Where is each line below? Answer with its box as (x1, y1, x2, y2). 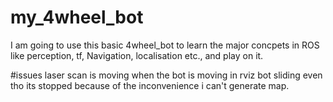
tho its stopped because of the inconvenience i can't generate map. (10, 79, 290, 91)
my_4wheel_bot (10, 6, 144, 29)
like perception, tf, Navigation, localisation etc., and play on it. (10, 49, 264, 61)
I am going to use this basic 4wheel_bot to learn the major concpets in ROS (10, 39, 320, 51)
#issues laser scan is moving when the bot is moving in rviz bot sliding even (10, 69, 323, 81)
